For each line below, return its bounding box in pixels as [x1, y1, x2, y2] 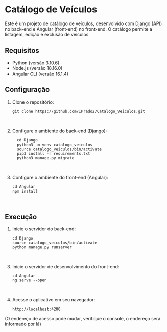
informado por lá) [5, 321, 41, 327]
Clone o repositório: [12, 99, 54, 105]
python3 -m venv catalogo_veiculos [17, 142, 93, 147]
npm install [12, 188, 38, 194]
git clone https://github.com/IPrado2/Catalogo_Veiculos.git [12, 109, 146, 114]
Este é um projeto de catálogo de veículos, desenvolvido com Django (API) [5, 20, 162, 27]
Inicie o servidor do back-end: [12, 226, 76, 232]
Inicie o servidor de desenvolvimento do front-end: [12, 264, 120, 270]
